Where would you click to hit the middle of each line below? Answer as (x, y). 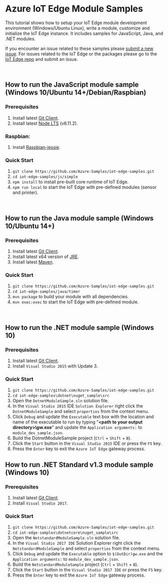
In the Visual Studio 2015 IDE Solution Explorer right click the (77, 406)
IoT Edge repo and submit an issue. (42, 59)
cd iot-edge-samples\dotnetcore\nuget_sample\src (65, 533)
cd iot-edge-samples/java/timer (46, 292)
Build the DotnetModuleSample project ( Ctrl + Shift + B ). (72, 438)
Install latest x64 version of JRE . (46, 257)
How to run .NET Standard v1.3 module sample (79, 465)
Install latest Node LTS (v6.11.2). (45, 123)
